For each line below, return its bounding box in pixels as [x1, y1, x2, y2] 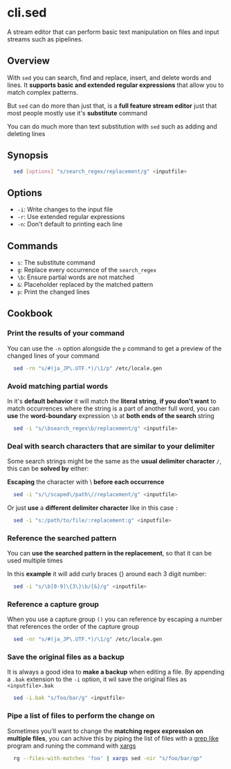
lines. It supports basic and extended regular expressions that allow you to [7, 81, 224, 89]
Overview [7, 55, 50, 67]
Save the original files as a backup [7, 652, 124, 662]
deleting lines [7, 129, 46, 137]
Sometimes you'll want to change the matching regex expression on [7, 727, 204, 735]
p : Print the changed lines [17, 288, 90, 296]
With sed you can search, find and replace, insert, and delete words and [7, 73, 212, 82]
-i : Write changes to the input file [17, 205, 113, 213]
